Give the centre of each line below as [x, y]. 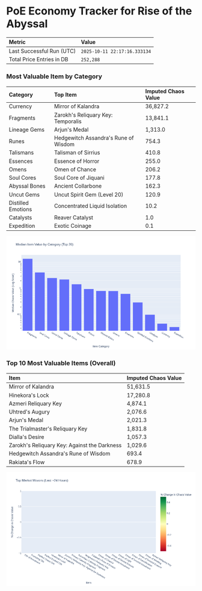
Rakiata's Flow [27, 462]
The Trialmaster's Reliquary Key [48, 429]
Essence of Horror [77, 161]
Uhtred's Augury [29, 412]
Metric [17, 42]
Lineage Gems [27, 129]
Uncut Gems [24, 194]
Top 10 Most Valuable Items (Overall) [61, 363]
